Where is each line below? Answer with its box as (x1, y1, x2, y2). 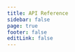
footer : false (7, 28, 48, 36)
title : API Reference (7, 9, 69, 17)
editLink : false (7, 35, 53, 42)
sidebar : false (7, 16, 50, 23)
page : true (7, 22, 38, 29)
